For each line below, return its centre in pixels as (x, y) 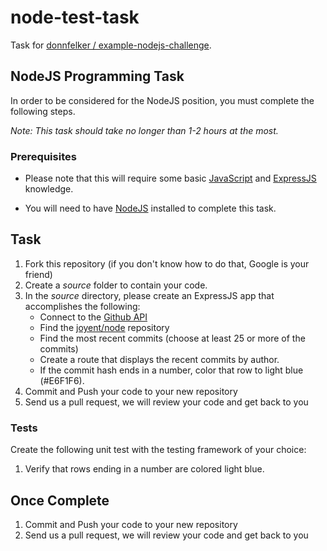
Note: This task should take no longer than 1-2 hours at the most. (144, 130)
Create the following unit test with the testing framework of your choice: (158, 450)
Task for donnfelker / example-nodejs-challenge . (111, 45)
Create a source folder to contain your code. (116, 285)
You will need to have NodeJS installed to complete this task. (150, 208)
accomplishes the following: (82, 306)
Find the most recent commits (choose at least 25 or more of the (172, 338)
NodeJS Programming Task (97, 76)
